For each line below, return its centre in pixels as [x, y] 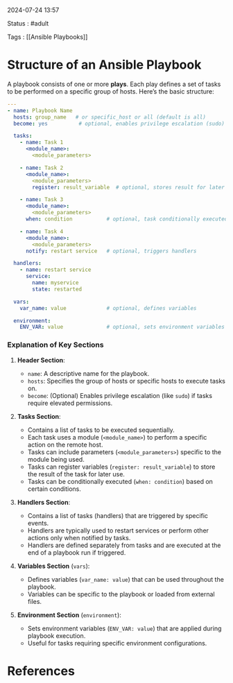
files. [35, 601]
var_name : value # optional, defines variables [108, 308]
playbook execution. [57, 636]
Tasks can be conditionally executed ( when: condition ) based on [120, 481]
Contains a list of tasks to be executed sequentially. [101, 430]
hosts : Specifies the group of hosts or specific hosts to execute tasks [127, 381]
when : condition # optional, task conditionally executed [127, 219]
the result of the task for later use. [76, 474]
